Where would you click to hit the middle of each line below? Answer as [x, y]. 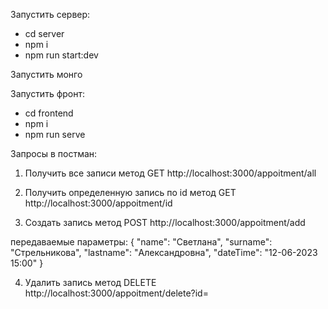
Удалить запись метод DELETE [90, 282]
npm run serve [55, 134]
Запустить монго [46, 74]
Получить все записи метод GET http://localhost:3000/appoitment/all [170, 173]
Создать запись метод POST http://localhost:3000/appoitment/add [165, 222]
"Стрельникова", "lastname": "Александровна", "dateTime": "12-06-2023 [164, 252]
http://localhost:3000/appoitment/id [98, 203]
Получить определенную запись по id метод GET [130, 192]
